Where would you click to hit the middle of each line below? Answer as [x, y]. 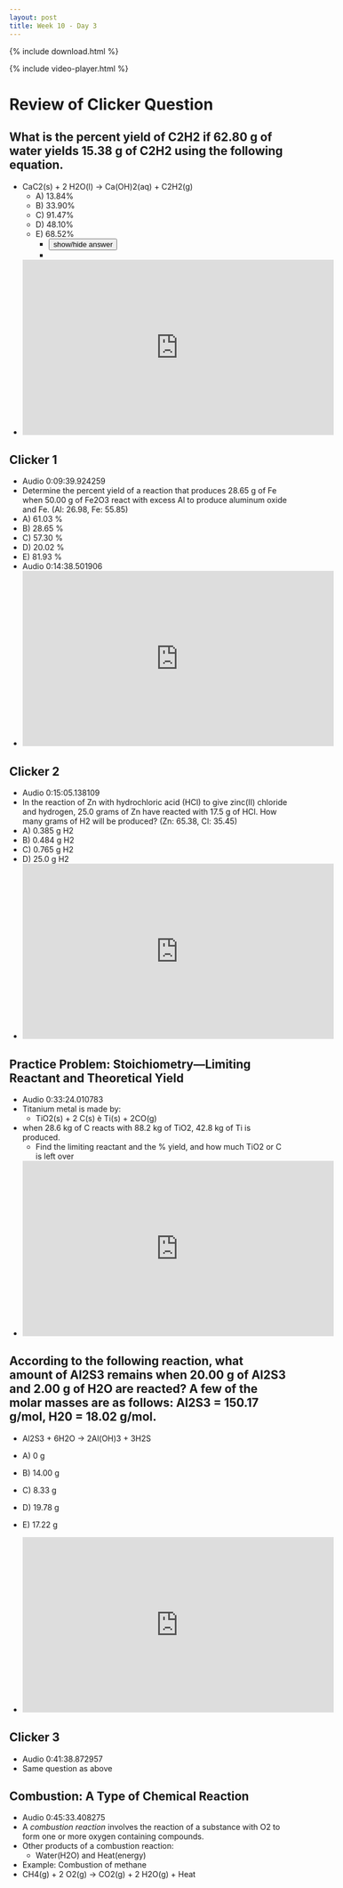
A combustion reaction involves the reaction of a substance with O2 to [151, 1827]
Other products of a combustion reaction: [98, 1846]
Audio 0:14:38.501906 [62, 566]
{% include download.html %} [64, 51]
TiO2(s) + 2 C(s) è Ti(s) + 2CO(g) [96, 1118]
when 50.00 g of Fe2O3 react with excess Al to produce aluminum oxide [154, 500]
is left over [55, 1156]
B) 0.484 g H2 [48, 840]
